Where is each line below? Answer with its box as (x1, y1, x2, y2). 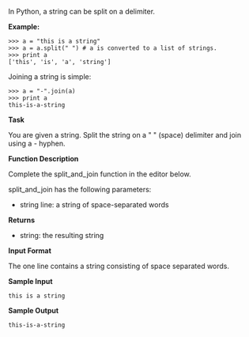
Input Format (8, 246, 51, 256)
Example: (8, 22, 40, 31)
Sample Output (8, 306, 59, 315)
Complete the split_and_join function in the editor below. (8, 169, 191, 179)
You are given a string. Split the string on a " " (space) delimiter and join (8, 131, 242, 139)
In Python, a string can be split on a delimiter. (8, 7, 156, 16)
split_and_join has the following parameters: (8, 185, 152, 194)
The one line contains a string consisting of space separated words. (8, 261, 230, 271)
